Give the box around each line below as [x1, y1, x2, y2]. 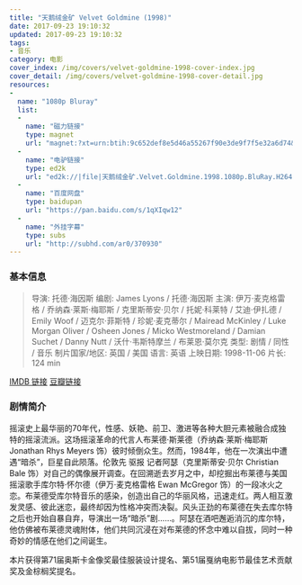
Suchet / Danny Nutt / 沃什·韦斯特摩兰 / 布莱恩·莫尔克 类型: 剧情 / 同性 [31, 336, 289, 346]
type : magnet [25, 130, 75, 139]
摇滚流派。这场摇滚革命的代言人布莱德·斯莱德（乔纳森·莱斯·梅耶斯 [24, 434, 269, 445]
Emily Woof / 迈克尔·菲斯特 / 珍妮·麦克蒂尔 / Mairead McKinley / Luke [31, 315, 287, 326]
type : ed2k [25, 164, 67, 173]
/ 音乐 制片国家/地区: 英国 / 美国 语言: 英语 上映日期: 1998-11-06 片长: [31, 347, 286, 358]
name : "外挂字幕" [25, 222, 85, 231]
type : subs [25, 230, 67, 239]
